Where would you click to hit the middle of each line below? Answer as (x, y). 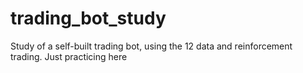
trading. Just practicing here (69, 56)
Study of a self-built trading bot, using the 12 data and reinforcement (151, 46)
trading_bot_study (88, 18)
